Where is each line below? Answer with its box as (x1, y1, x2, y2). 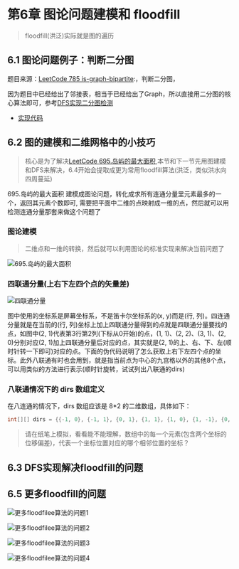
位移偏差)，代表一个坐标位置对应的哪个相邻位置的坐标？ (24, 439, 190, 447)
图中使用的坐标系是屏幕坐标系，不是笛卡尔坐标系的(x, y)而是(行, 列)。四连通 (7, 312, 230, 320)
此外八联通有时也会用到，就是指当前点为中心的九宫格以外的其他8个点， (19, 356, 230, 365)
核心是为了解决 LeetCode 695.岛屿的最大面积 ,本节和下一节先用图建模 (24, 156, 226, 165)
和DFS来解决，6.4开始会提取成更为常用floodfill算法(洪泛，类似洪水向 (24, 165, 227, 174)
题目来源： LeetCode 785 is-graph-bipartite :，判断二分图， (7, 74, 179, 83)
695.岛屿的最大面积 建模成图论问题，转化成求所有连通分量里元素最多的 (7, 189, 216, 198)
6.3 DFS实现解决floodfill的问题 (7, 462, 144, 474)
